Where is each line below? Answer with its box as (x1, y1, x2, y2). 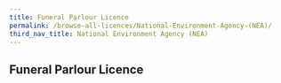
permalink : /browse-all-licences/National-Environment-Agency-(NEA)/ (9, 21, 273, 30)
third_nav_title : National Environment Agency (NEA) (9, 29, 209, 38)
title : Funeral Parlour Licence (9, 12, 129, 22)
